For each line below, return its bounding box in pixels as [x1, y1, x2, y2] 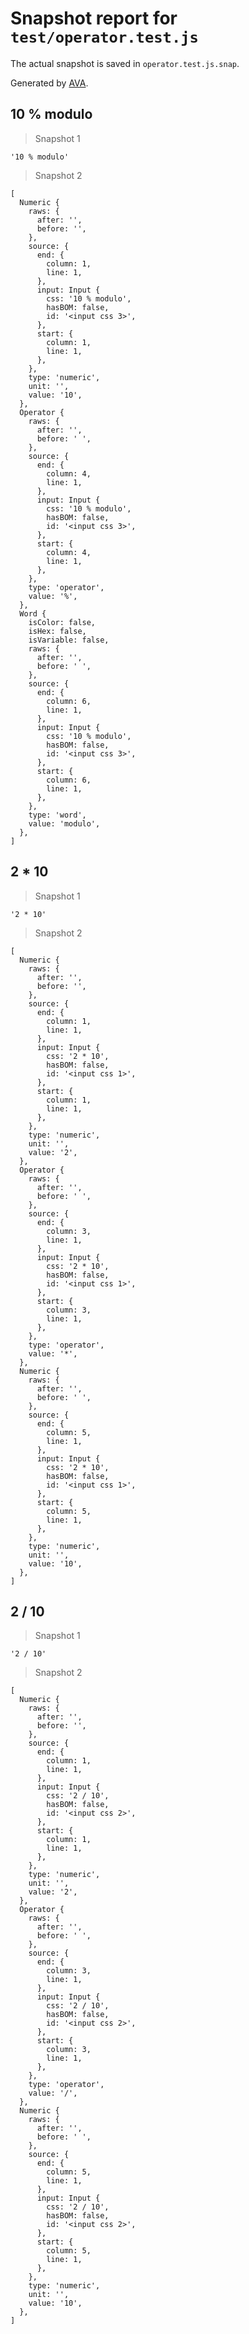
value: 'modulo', [28, 818, 101, 829]
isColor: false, [28, 617, 97, 627]
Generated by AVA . [10, 77, 89, 89]
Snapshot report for [10, 7, 178, 30]
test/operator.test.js [10, 28, 199, 47]
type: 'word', [28, 810, 87, 820]
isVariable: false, [28, 635, 110, 645]
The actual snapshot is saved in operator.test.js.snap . [10, 57, 240, 69]
